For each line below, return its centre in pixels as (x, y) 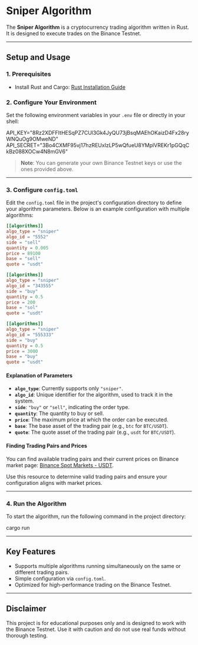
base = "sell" (24, 259)
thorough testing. (27, 635)
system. (24, 401)
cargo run (18, 527)
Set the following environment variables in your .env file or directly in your (96, 115)
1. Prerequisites (29, 74)
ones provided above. (47, 169)
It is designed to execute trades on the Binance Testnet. (74, 33)
